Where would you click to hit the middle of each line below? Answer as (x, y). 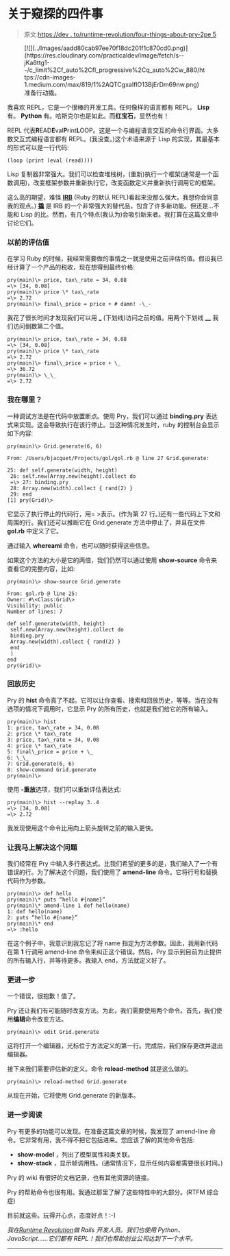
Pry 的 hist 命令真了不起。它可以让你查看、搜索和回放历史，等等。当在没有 (113, 700)
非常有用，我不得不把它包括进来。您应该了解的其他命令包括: (110, 1139)
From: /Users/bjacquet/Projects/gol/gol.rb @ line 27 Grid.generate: (108, 458)
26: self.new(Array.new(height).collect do (73, 476)
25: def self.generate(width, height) (62, 470)
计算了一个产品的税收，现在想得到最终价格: (74, 267)
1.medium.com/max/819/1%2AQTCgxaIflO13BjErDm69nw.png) (112, 84)
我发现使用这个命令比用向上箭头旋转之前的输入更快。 (82, 828)
